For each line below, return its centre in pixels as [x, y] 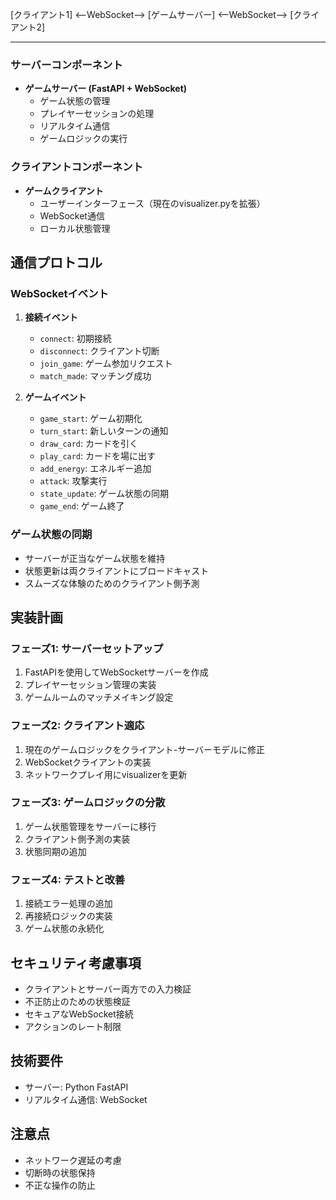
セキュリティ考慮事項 [76, 963]
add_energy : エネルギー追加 [95, 469]
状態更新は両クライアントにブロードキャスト [117, 570]
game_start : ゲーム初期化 [91, 419]
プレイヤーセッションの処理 [97, 114]
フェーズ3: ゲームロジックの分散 [88, 803]
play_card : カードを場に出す [98, 456]
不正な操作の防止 [60, 1185]
